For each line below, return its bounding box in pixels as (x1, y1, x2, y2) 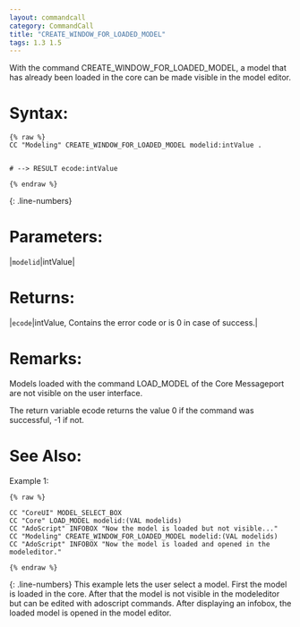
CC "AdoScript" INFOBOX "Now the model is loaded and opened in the (9, 539, 270, 548)
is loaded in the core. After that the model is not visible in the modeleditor (9, 588, 280, 599)
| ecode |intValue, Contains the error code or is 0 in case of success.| (9, 318, 258, 328)
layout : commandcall (9, 13, 87, 22)
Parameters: (9, 227, 103, 247)
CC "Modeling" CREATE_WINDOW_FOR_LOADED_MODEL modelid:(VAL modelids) (9, 531, 279, 541)
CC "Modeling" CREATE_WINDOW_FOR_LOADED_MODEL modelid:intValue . (9, 140, 262, 150)
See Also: (9, 446, 82, 466)
